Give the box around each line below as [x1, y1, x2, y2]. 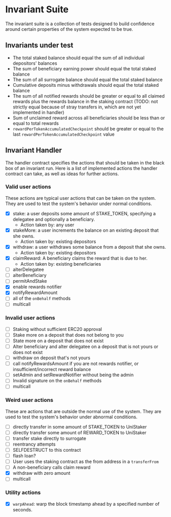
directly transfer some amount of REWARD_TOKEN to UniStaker [12, 429, 147, 435]
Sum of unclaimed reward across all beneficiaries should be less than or [12, 115, 165, 121]
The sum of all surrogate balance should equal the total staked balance [12, 76, 163, 83]
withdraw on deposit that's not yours [12, 355, 91, 361]
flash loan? [12, 453, 36, 459]
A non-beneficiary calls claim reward [12, 464, 91, 471]
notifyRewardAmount [12, 289, 58, 296]
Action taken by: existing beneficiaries [20, 261, 101, 267]
